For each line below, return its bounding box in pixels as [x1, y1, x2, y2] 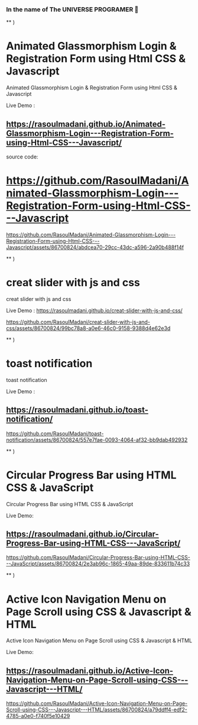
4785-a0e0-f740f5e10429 [6, 713, 70, 720]
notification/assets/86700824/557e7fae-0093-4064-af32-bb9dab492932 [6, 436, 188, 443]
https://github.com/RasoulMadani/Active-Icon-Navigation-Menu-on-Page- [6, 700, 188, 707]
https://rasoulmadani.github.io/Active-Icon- [6, 665, 173, 676]
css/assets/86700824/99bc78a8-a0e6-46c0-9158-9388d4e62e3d [6, 325, 171, 332]
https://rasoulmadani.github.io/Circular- [6, 529, 159, 539]
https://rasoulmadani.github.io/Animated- [6, 119, 166, 129]
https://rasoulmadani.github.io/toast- [6, 405, 149, 415]
